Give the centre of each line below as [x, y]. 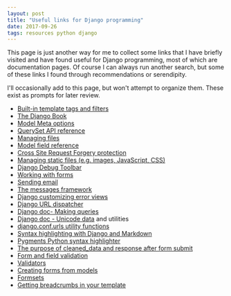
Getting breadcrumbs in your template [72, 285]
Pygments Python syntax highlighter [69, 241]
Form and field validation [53, 256]
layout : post [26, 13]
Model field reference [48, 145]
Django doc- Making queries [58, 212]
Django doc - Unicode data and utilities [73, 219]
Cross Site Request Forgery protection [72, 153]
